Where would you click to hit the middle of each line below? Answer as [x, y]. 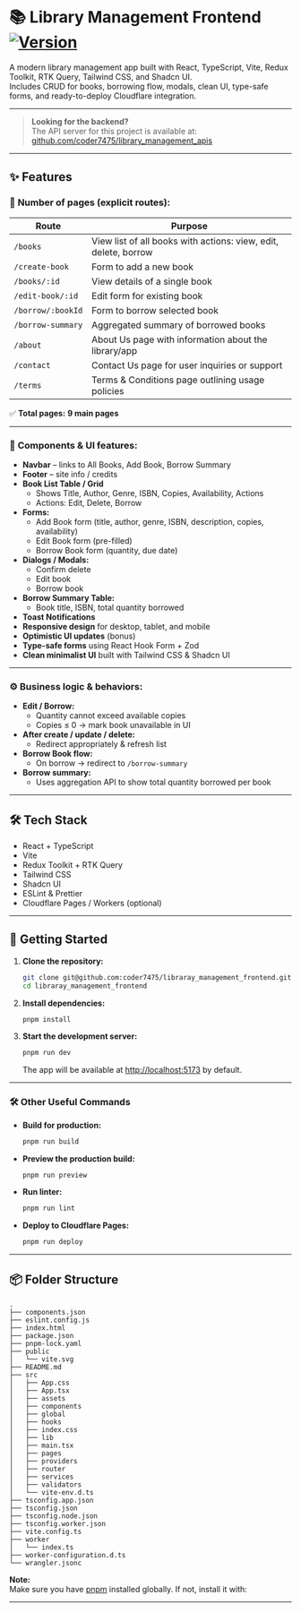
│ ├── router [38, 1469]
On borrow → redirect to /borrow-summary [112, 763]
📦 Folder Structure [64, 1279]
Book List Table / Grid [63, 484]
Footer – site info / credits [70, 474]
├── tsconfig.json [43, 1508]
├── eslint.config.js [50, 1320]
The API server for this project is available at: [114, 131]
